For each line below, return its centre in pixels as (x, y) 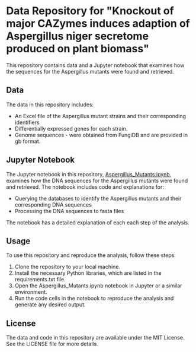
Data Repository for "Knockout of (90, 11)
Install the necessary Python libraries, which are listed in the (88, 273)
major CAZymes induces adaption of (98, 23)
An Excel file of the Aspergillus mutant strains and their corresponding (100, 116)
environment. (31, 292)
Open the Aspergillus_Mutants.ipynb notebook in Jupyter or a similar (98, 286)
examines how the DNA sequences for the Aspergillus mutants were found (97, 180)
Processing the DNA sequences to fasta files (69, 211)
